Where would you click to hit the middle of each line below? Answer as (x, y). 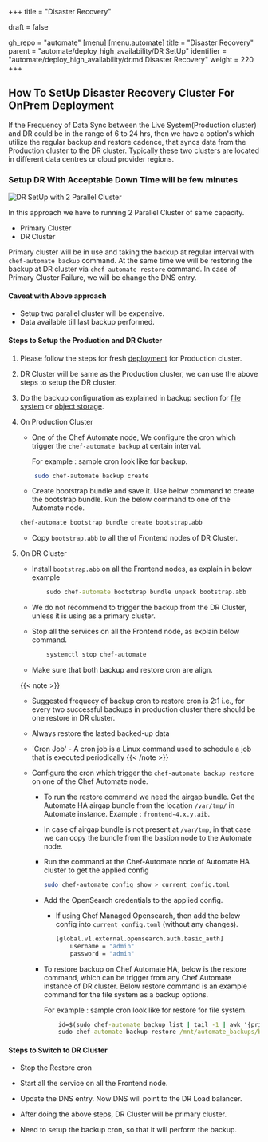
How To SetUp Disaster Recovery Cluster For (122, 93)
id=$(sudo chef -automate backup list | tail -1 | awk (150, 1024)
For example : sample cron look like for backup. (110, 461)
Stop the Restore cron (56, 1068)
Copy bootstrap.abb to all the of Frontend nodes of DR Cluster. (134, 538)
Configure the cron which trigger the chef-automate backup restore (143, 773)
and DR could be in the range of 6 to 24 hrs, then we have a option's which (132, 133)
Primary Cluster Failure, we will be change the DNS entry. (102, 278)
